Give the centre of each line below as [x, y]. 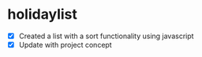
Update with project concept [65, 45]
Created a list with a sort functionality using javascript [106, 36]
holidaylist [43, 14]
